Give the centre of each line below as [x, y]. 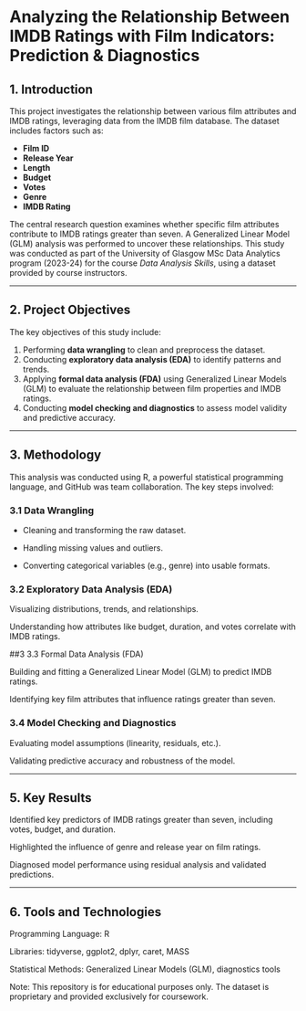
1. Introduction [51, 89]
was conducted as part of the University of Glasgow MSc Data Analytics [145, 253]
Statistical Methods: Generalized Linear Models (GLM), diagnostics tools [145, 969]
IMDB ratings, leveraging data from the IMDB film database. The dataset [144, 121]
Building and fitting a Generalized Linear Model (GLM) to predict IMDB [141, 672]
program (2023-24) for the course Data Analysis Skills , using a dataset [143, 263]
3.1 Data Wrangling [52, 511]
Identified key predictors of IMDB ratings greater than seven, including [141, 820]
